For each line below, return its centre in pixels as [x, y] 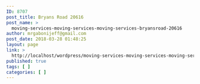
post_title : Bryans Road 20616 [45, 17]
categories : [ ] [26, 72]
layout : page [22, 45]
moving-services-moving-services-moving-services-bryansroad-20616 [97, 28]
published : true [26, 61]
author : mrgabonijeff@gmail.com [46, 34]
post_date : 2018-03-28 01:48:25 [46, 39]
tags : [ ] [18, 67]
